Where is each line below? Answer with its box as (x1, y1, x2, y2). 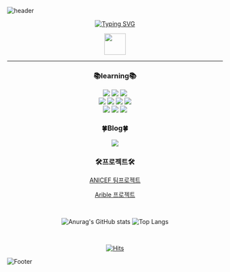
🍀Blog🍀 (101, 123, 129, 133)
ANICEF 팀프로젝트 (89, 175, 141, 184)
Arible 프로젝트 (94, 190, 136, 199)
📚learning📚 (93, 71, 137, 80)
